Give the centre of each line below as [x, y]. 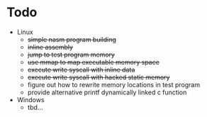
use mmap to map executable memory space [94, 62]
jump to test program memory [71, 55]
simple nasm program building [72, 39]
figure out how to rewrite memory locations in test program [113, 84]
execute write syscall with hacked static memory [99, 77]
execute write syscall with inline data [81, 69]
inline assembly [50, 47]
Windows [30, 99]
